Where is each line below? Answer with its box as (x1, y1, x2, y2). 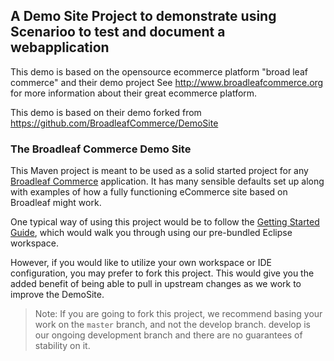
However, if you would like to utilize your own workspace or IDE (10, 257, 272, 269)
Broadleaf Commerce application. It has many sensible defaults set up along (10, 175, 325, 188)
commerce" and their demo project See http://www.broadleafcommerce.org (10, 76, 324, 88)
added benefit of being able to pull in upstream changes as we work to (10, 278, 302, 290)
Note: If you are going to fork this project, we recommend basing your (34, 308, 323, 320)
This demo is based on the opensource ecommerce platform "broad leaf (10, 65, 308, 78)
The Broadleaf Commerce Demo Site (10, 142, 192, 156)
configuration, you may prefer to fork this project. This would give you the (10, 267, 315, 279)
